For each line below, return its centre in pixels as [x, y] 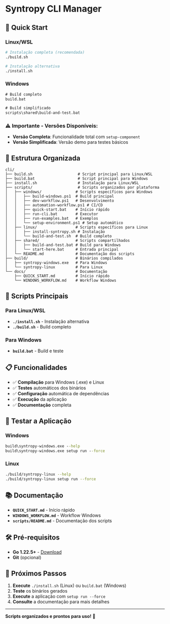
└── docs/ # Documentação [56, 272]
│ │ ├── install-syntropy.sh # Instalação [55, 232]
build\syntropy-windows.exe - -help [43, 446]
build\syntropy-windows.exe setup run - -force [55, 451]
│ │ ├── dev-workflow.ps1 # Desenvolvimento [60, 201]
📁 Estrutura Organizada [43, 158]
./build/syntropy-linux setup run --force [51, 479]
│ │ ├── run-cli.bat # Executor [52, 214]
